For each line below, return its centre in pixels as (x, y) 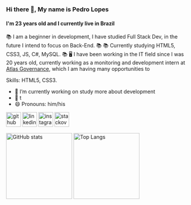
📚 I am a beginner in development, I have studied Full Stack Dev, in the (92, 37)
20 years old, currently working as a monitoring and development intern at (96, 63)
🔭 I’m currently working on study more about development (85, 92)
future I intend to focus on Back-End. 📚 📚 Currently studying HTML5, (91, 46)
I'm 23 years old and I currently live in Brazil (61, 23)
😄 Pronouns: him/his (40, 104)
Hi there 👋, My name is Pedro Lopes (57, 9)
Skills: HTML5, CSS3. (32, 80)
